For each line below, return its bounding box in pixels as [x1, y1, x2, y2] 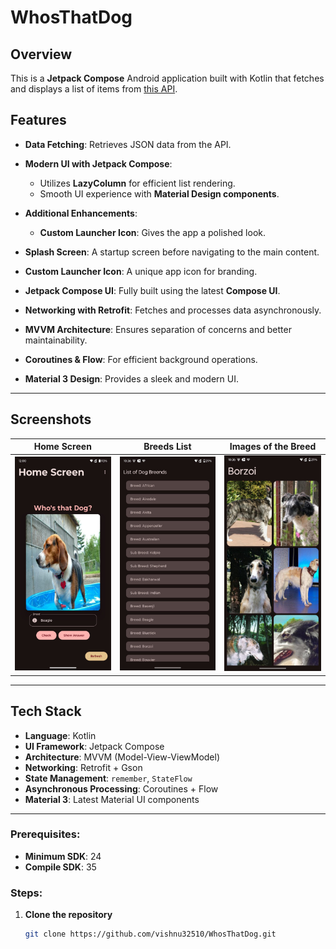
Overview [10, 46, 73, 63]
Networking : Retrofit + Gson [24, 761, 143, 773]
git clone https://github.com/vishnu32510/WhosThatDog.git [24, 929, 277, 940]
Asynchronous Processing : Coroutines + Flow [24, 782, 219, 795]
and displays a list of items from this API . [10, 83, 178, 95]
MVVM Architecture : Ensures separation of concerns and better [24, 323, 292, 335]
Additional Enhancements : [24, 207, 138, 219]
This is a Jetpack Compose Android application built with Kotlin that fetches [10, 72, 325, 84]
